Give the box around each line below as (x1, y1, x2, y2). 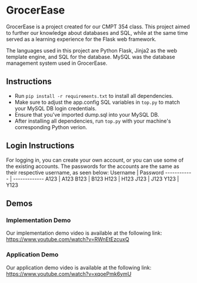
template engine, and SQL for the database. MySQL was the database (6, 53, 175, 60)
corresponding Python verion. (14, 123, 87, 130)
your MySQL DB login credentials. (14, 104, 97, 112)
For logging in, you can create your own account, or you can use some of (6, 156, 184, 163)
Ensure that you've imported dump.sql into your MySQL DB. (14, 111, 160, 118)
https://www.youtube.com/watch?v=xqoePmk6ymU (6, 270, 132, 277)
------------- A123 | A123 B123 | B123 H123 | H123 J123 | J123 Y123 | (12, 175, 179, 182)
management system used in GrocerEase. (6, 60, 108, 67)
